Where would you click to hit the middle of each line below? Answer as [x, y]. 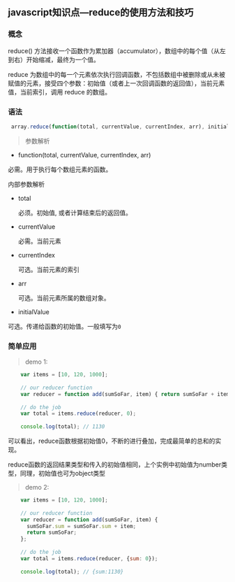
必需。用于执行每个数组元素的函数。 [60, 169]
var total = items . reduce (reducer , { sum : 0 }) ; [89, 558]
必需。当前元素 [39, 241]
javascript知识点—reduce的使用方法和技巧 [101, 13]
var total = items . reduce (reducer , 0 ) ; [78, 414]
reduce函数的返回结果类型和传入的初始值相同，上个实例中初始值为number [115, 464]
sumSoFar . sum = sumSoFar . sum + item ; [81, 526]
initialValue [33, 312]
